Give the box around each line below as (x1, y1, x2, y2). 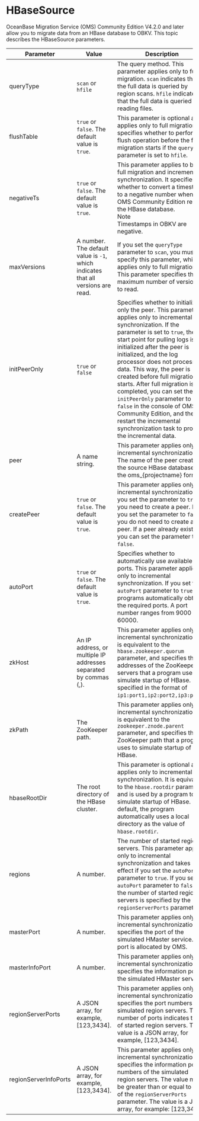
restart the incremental (117, 417, 181, 425)
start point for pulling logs (117, 335, 189, 344)
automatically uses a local (117, 812, 190, 821)
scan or (76, 79, 97, 87)
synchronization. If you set (117, 579, 191, 587)
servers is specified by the (117, 896, 191, 904)
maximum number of (117, 277, 175, 286)
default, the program (117, 805, 175, 813)
